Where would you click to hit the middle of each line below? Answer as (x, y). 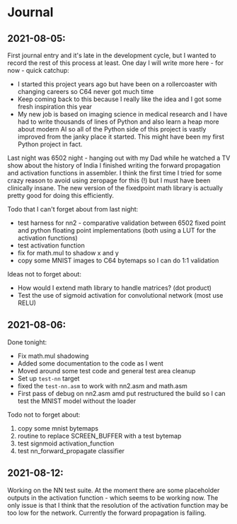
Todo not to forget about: (44, 414)
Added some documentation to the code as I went (91, 363)
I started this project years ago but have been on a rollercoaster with (117, 84)
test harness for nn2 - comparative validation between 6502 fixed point (122, 223)
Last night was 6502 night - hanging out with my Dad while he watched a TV (119, 158)
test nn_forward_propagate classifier (71, 450)
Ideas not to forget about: (44, 274)
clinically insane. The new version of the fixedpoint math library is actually (115, 188)
